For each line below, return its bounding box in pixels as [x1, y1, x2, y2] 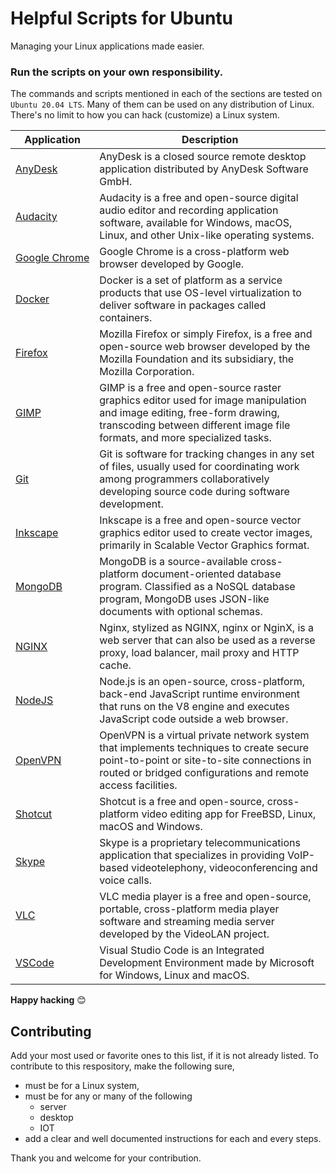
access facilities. [99, 778, 178, 792]
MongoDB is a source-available [99, 555, 248, 569]
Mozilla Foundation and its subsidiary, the [99, 352, 295, 366]
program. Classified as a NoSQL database [99, 580, 296, 594]
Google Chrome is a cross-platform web [99, 245, 290, 259]
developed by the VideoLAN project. [99, 927, 270, 941]
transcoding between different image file [99, 418, 291, 432]
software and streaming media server [99, 915, 275, 929]
